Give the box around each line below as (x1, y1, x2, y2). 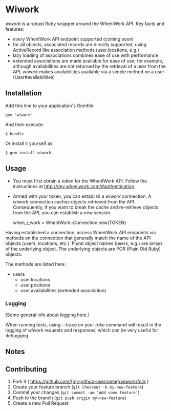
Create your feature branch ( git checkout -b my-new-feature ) (12, 384, 144, 390)
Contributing (5, 365, 47, 374)
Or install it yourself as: (5, 140, 54, 147)
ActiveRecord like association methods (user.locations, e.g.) (12, 47, 139, 53)
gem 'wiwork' (5, 112, 33, 117)
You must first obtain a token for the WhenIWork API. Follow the (12, 178, 147, 184)
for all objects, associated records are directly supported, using (12, 41, 147, 47)
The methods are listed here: (5, 261, 66, 267)
